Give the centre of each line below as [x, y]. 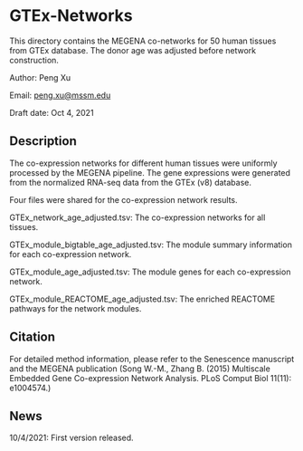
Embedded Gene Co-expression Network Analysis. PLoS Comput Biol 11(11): [151, 378]
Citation [33, 337]
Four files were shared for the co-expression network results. [123, 199]
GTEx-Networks [71, 16]
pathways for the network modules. [76, 308]
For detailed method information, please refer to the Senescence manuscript [152, 359]
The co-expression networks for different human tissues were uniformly [143, 163]
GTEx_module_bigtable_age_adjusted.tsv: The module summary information [151, 245]
